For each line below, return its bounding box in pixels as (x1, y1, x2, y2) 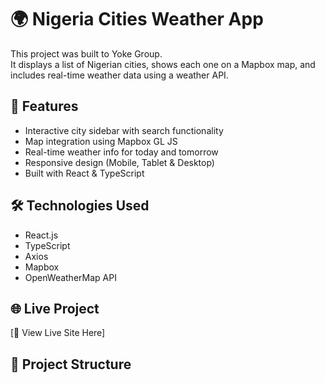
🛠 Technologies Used (10, 197, 150, 215)
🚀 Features (10, 98, 79, 115)
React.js (24, 229, 59, 241)
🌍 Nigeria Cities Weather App (10, 8, 264, 31)
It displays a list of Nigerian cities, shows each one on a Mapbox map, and (10, 58, 316, 70)
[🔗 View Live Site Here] (10, 327, 106, 339)
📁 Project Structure (10, 356, 132, 373)
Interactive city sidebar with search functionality (24, 124, 224, 136)
